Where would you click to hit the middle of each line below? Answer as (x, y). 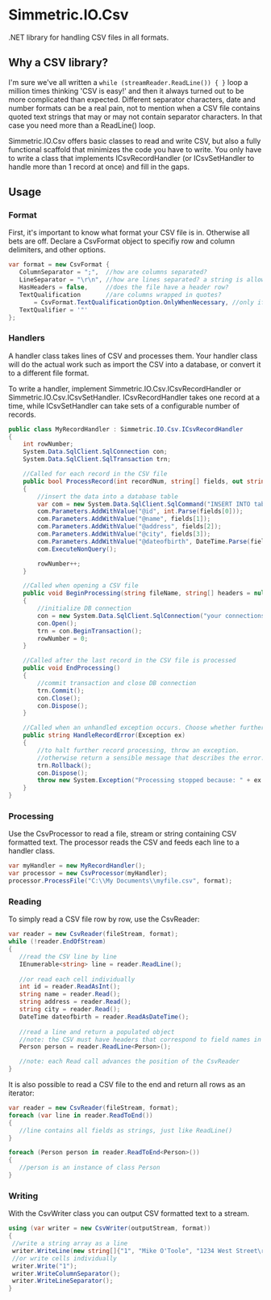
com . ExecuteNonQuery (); (77, 549)
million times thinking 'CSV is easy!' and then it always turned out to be (126, 91)
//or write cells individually (64, 1258)
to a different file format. (49, 373)
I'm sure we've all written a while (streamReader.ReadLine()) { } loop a (128, 82)
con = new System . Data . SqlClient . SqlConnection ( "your (129, 616)
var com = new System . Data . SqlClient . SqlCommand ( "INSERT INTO (144, 504)
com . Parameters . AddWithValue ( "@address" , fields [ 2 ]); (129, 527)
